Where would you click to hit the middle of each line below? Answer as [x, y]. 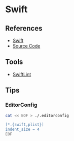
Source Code [26, 46]
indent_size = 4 [22, 130]
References [24, 28]
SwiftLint [22, 74]
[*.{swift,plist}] [25, 125]
